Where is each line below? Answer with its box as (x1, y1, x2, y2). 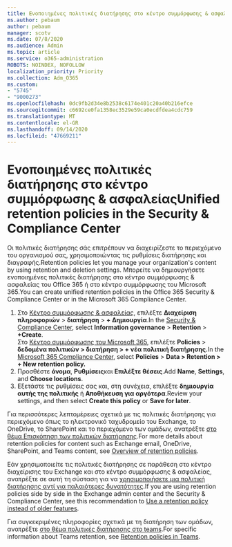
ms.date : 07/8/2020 (7, 36, 64, 43)
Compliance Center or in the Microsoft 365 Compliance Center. (7, 295, 187, 304)
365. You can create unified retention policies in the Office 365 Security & (7, 288, 215, 296)
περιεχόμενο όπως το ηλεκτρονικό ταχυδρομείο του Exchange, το (7, 418, 197, 426)
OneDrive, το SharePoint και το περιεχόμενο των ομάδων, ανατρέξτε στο (7, 425, 217, 433)
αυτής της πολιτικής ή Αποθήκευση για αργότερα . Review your (17, 389, 202, 398)
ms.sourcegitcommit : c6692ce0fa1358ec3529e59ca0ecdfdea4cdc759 (7, 106, 193, 113)
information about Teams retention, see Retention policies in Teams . (7, 532, 201, 541)
